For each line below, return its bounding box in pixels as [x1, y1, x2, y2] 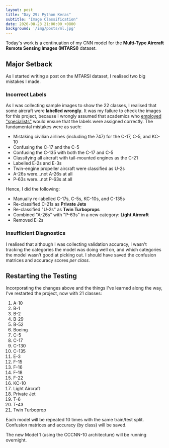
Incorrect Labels [6, 91, 47, 98]
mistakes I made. [6, 78, 41, 84]
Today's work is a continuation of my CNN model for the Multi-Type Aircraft [6, 40, 164, 46]
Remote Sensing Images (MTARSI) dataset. [6, 45, 97, 51]
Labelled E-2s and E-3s [13, 160, 62, 166]
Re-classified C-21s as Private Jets [13, 201, 87, 207]
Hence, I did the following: [6, 186, 60, 192]
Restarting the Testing [6, 272, 77, 280]
